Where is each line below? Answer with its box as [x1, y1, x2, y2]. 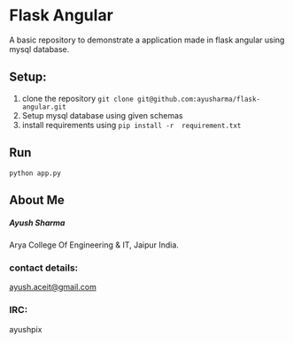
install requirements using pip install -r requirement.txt [21, 119, 242, 130]
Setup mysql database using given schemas [21, 110, 183, 120]
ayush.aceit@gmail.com [9, 282, 97, 293]
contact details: [9, 262, 79, 274]
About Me [9, 192, 65, 208]
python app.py [9, 169, 62, 178]
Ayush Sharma [9, 217, 66, 228]
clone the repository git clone [21, 93, 135, 103]
